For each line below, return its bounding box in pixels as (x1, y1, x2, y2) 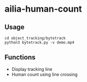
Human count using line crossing (11, 71, 78, 77)
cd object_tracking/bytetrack (4, 36, 66, 41)
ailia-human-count (4, 3, 82, 15)
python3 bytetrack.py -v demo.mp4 (4, 40, 75, 45)
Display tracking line (11, 66, 52, 72)
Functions (4, 53, 36, 61)
